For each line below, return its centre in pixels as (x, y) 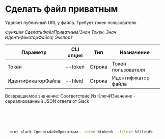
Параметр (34, 52)
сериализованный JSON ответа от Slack (47, 101)
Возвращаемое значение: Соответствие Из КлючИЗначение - (70, 96)
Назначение (135, 52)
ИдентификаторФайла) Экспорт (39, 37)
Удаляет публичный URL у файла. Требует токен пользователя (71, 23)
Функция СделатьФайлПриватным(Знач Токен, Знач (61, 32)
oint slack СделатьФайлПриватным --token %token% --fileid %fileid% (81, 132)
